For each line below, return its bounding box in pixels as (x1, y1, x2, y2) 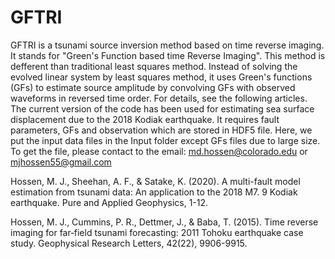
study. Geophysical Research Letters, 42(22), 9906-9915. (10, 237, 248, 249)
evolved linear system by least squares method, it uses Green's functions (10, 71, 313, 83)
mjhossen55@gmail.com (10, 156, 112, 168)
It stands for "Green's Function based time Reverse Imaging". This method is (10, 49, 326, 61)
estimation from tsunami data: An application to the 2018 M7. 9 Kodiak (10, 186, 298, 198)
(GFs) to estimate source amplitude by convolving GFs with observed (10, 81, 296, 93)
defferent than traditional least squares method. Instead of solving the (10, 60, 298, 72)
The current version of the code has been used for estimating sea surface (10, 102, 315, 115)
